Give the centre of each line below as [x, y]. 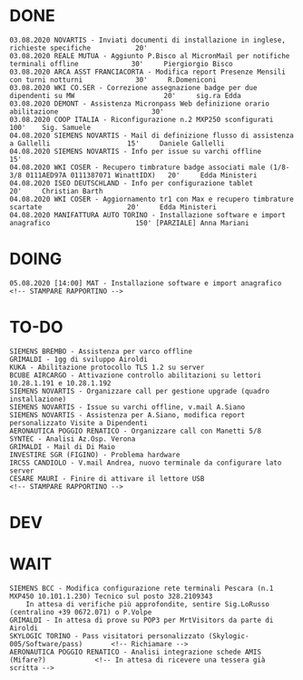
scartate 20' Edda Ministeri [113, 207]
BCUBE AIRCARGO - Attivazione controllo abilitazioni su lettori [135, 375]
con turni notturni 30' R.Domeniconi [113, 80]
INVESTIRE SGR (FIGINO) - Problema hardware [95, 455]
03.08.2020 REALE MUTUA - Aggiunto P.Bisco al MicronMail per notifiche [150, 55]
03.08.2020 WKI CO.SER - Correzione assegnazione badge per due [133, 87]
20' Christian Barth [56, 191]
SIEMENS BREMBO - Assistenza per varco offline [101, 351]
